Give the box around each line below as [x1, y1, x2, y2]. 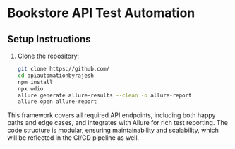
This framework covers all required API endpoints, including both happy [7, 111, 216, 119]
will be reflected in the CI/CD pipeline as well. [7, 133, 140, 142]
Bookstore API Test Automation [7, 5, 195, 21]
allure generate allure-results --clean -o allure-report [17, 92, 192, 99]
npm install [17, 78, 53, 85]
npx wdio [17, 85, 44, 93]
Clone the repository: [17, 52, 80, 60]
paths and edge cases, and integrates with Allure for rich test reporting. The [7, 119, 228, 127]
